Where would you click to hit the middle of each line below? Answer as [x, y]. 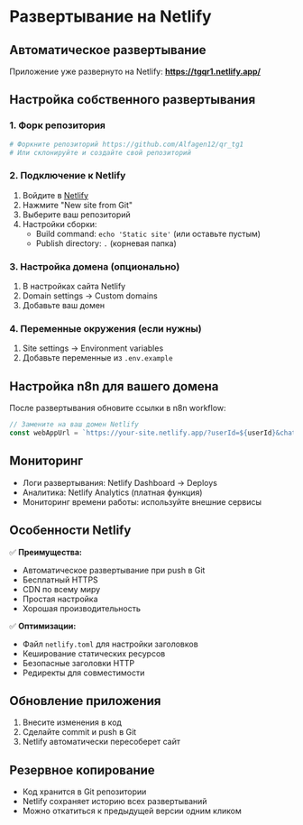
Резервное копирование [82, 770]
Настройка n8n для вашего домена [114, 386]
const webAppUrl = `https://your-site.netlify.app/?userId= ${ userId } [143, 433]
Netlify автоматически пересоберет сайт [101, 742]
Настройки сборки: [60, 224]
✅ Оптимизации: [43, 626]
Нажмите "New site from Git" [78, 205]
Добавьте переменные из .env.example [97, 358]
